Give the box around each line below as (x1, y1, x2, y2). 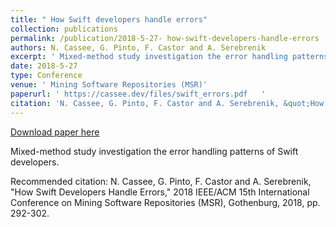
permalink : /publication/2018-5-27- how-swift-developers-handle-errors (10, 33, 320, 43)
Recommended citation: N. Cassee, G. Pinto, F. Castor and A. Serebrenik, (10, 175, 312, 187)
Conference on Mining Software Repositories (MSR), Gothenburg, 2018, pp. (10, 196, 321, 208)
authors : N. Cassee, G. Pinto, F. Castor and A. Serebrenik (10, 42, 267, 53)
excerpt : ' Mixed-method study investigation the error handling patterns (10, 52, 329, 62)
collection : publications (10, 24, 118, 34)
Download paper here (10, 126, 100, 138)
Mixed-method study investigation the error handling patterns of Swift (10, 145, 299, 157)
